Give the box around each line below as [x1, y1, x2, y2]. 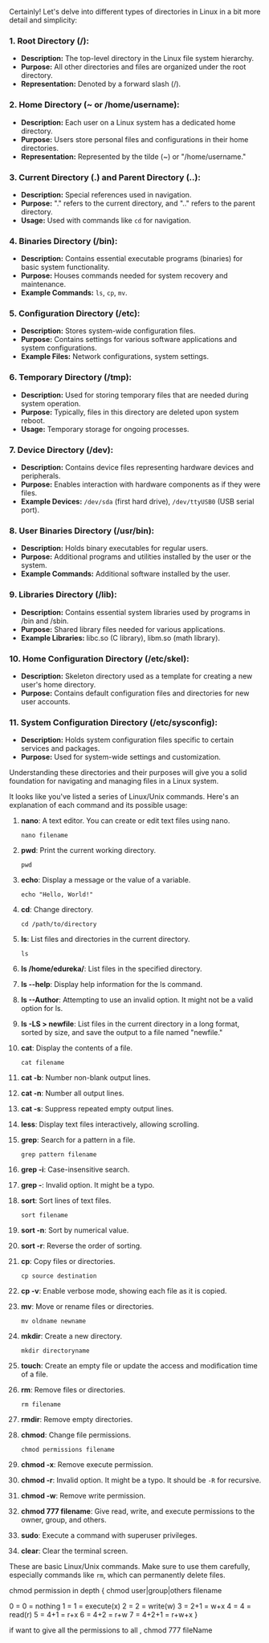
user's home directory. [20, 679, 96, 689]
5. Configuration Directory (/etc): [9, 308, 141, 320]
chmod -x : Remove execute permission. [20, 1460, 153, 1470]
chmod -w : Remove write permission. [20, 1491, 146, 1501]
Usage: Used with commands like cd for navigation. [20, 215, 192, 225]
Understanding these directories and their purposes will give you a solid [9, 768, 247, 777]
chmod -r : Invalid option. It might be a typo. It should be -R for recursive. [20, 1475, 262, 1485]
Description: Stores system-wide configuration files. [20, 326, 196, 336]
